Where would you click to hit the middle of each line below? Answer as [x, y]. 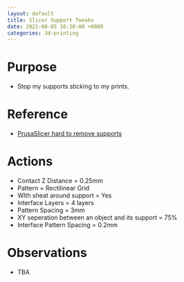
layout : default [30, 14]
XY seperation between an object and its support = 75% [97, 218]
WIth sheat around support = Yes [64, 195]
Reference [37, 114]
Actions [30, 162]
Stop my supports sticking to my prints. [73, 87]
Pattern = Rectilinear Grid [53, 188]
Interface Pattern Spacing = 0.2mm [67, 225]
